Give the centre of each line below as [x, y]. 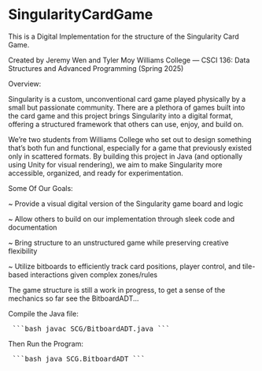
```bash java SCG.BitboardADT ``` [79, 358]
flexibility [23, 251]
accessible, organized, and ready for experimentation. [96, 173]
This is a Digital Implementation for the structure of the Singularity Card [124, 36]
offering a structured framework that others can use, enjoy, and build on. [126, 124]
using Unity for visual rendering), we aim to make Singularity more [115, 164]
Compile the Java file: [43, 313]
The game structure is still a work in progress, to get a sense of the [117, 290]
